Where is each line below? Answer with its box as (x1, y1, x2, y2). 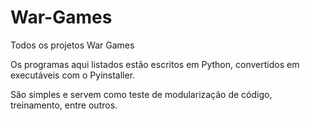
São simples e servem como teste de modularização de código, (10, 88, 273, 100)
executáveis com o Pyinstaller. (10, 69, 136, 81)
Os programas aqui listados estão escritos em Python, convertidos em (10, 58, 300, 70)
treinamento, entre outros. (10, 99, 118, 111)
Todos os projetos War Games (10, 39, 135, 51)
